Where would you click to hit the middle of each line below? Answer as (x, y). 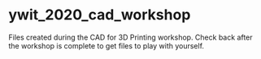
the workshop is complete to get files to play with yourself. (107, 45)
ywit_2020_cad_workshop (100, 15)
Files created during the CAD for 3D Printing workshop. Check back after (131, 37)
